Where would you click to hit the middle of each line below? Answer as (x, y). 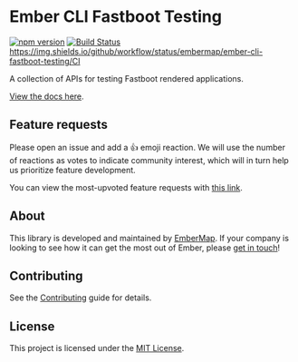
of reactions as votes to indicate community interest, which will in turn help (149, 160)
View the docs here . (47, 96)
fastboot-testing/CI (45, 61)
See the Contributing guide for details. (81, 298)
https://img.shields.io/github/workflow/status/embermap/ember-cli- (136, 51)
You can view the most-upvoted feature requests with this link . (126, 187)
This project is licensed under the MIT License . (97, 348)
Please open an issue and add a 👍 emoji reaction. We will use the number (147, 147)
